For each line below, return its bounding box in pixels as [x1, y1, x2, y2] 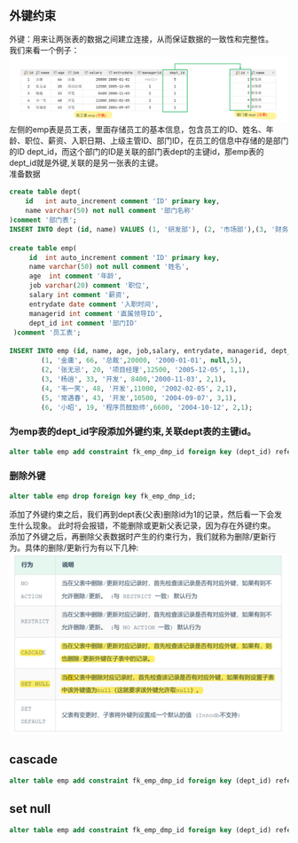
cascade [9, 752, 59, 767]
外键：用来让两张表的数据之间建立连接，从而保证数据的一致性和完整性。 [9, 34, 273, 44]
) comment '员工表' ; [12, 327, 82, 337]
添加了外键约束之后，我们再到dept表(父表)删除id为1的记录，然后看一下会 [9, 508, 275, 519]
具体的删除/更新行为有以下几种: [24, 542, 139, 553]
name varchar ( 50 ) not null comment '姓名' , [28, 263, 190, 272]
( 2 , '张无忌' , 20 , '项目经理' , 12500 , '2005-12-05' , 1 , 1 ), [41, 366, 251, 374]
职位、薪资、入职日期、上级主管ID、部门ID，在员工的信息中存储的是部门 [24, 136, 289, 146]
